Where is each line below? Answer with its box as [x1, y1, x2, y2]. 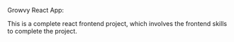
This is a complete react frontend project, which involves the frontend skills [7, 20, 228, 27]
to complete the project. [7, 27, 78, 35]
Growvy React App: [7, 6, 65, 14]
